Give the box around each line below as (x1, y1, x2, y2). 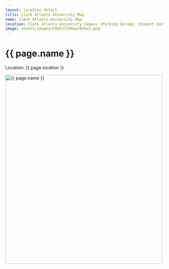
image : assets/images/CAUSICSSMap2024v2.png (5, 26, 100, 31)
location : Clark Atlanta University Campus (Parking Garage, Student (5, 21, 154, 27)
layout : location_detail (5, 7, 57, 13)
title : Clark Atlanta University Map (5, 12, 84, 17)
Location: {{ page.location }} (5, 65, 64, 71)
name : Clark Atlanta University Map (5, 17, 82, 22)
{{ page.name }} (5, 48, 74, 60)
